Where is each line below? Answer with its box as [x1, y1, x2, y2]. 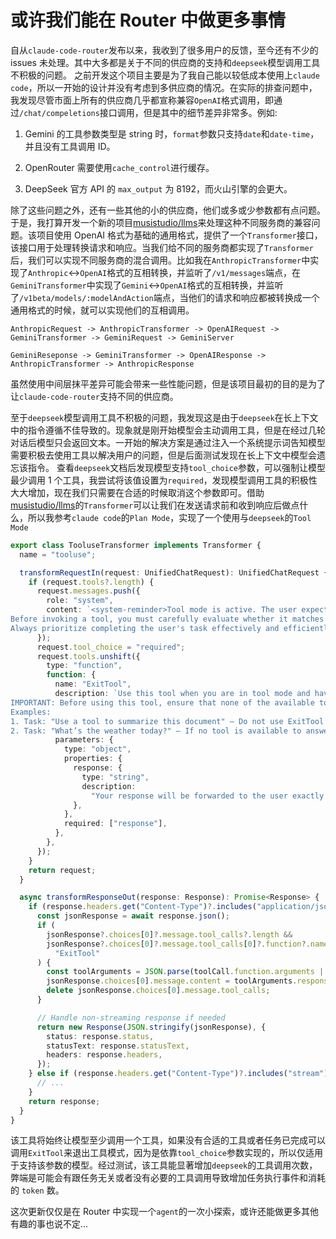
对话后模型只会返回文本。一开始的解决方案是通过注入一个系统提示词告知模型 [10, 436, 326, 448]
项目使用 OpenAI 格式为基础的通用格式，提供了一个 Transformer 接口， [36, 229, 323, 241]
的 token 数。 [10, 1184, 65, 1196]
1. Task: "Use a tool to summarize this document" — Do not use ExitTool [10, 716, 325, 726]
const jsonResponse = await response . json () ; [36, 911, 230, 921]
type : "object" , [63, 744, 132, 755]
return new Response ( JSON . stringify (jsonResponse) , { [36, 1022, 267, 1032]
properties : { [63, 754, 123, 764]
